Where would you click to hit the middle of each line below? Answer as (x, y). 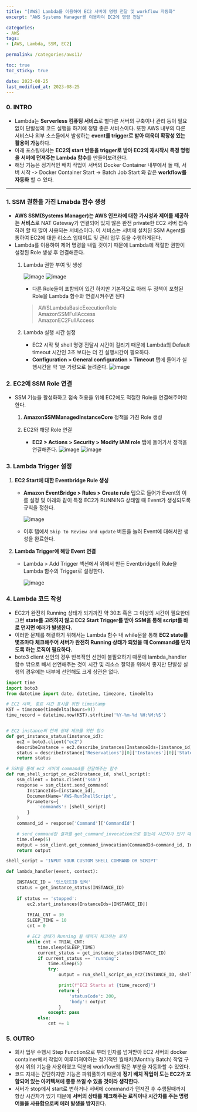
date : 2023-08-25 (27, 81)
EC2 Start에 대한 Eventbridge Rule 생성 (62, 480)
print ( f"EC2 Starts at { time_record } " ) (107, 985)
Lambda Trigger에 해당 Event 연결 (55, 551)
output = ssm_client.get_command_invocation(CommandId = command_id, (101, 845)
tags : (13, 39)
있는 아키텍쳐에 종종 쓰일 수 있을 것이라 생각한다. (85, 1081)
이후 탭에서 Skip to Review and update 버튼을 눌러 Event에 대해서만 (103, 531)
